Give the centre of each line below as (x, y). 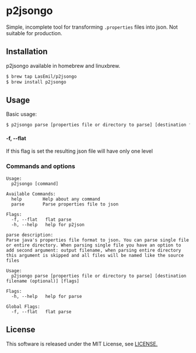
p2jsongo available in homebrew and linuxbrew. (63, 66)
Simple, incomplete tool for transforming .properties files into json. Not (92, 27)
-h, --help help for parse (47, 296)
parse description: (30, 235)
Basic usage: (22, 114)
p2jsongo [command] (35, 184)
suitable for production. (34, 33)
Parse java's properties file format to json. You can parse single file (98, 240)
